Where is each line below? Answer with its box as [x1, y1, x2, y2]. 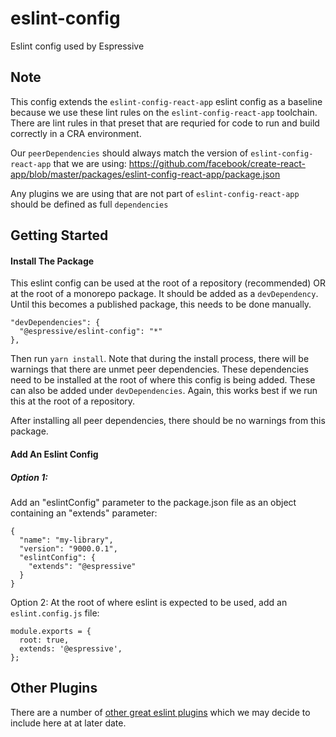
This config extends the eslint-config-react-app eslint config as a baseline [10, 95, 323, 107]
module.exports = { [10, 626, 92, 636]
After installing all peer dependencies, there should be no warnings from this [10, 415, 326, 427]
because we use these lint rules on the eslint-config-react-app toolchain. [10, 106, 318, 118]
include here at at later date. [10, 717, 127, 729]
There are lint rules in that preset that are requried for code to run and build [10, 117, 320, 129]
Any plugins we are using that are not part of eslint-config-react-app [10, 187, 300, 199]
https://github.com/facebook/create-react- [128, 157, 307, 169]
